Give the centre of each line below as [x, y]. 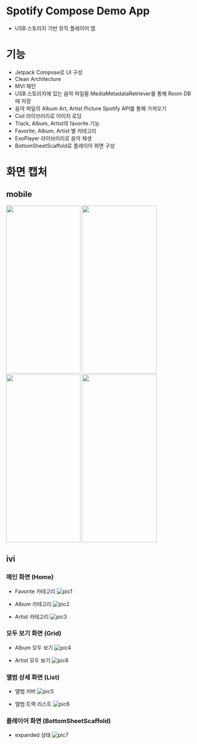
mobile [19, 194]
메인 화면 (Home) [30, 577]
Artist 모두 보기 [32, 660]
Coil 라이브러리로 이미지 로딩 [48, 116]
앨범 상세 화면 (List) [33, 677]
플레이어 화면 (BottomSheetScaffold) [59, 721]
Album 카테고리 [33, 604]
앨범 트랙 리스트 [33, 704]
